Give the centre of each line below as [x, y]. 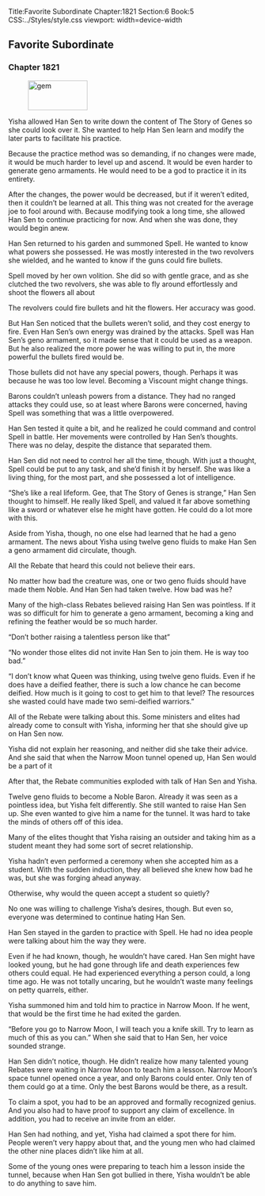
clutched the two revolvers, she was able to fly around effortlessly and [123, 284]
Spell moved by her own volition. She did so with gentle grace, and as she [129, 275]
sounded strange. [37, 1045]
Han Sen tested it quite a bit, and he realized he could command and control [132, 428]
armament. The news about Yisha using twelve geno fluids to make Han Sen [132, 542]
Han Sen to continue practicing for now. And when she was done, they [123, 219]
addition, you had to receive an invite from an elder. [92, 1118]
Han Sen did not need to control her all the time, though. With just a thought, [132, 460]
